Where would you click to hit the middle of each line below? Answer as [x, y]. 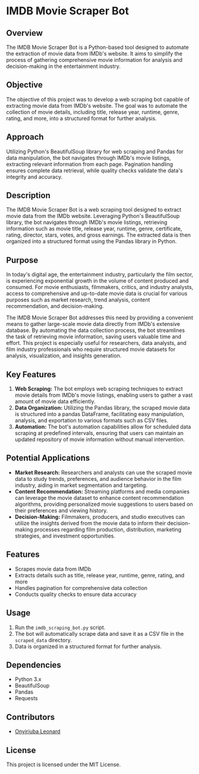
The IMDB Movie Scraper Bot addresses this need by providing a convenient [99, 318]
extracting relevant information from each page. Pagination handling [90, 164]
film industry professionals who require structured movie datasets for [91, 349]
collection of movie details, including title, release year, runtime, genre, [93, 112]
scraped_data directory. [43, 640]
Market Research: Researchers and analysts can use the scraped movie [103, 473]
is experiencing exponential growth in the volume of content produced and [97, 281]
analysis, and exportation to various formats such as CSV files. [91, 421]
